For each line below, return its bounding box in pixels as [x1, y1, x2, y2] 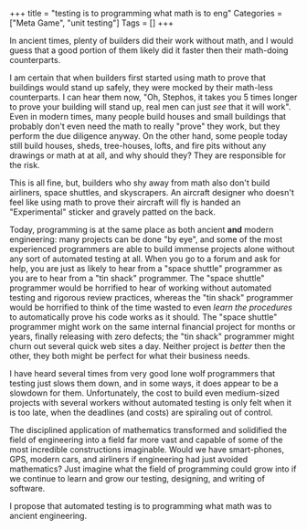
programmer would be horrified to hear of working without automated [9, 282, 272, 293]
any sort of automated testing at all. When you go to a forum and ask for [9, 253, 281, 264]
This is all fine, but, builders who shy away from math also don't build [9, 177, 270, 188]
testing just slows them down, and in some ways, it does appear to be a [9, 378, 279, 388]
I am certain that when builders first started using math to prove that [9, 72, 267, 83]
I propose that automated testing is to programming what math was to [9, 501, 272, 511]
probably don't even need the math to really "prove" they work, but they [9, 121, 281, 132]
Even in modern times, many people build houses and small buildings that [9, 111, 286, 122]
